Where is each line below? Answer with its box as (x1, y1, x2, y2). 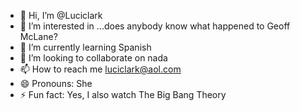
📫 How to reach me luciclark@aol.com (19, 63, 182, 75)
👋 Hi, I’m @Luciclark (19, 10, 103, 21)
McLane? (19, 31, 58, 42)
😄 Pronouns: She (19, 78, 93, 89)
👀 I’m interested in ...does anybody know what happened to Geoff (19, 20, 291, 32)
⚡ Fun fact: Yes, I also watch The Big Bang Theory (19, 89, 227, 100)
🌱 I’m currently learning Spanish (19, 41, 152, 53)
